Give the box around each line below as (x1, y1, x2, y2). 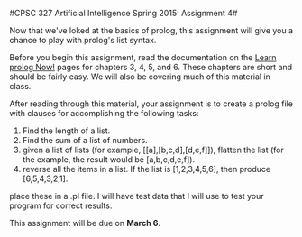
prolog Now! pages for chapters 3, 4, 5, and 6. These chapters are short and (9, 62, 293, 72)
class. (9, 81, 32, 91)
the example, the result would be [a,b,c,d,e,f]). (22, 154, 196, 165)
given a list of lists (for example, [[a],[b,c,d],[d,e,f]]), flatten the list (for (22, 144, 284, 155)
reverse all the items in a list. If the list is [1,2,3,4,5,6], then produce (22, 164, 271, 174)
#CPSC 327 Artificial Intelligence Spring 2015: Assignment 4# (9, 8, 238, 18)
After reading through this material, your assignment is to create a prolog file (9, 98, 293, 109)
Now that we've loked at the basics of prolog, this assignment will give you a (9, 25, 294, 35)
